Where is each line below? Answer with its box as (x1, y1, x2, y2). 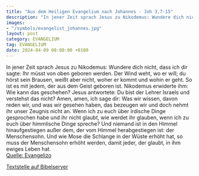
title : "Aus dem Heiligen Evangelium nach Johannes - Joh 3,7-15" (6, 8, 174, 15)
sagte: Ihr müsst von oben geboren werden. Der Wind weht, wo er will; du (6, 69, 186, 77)
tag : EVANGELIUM (6, 42, 46, 48)
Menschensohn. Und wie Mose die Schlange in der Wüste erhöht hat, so (6, 133, 183, 140)
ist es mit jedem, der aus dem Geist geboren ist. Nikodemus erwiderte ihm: (6, 82, 188, 89)
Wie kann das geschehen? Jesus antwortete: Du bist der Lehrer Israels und (6, 88, 190, 95)
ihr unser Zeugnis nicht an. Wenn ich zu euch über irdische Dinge (6, 107, 166, 114)
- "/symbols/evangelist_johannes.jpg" (6, 25, 102, 31)
